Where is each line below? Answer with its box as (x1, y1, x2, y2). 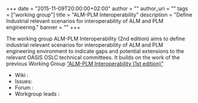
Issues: (14, 78, 33, 85)
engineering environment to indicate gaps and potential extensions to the (6, 48, 184, 55)
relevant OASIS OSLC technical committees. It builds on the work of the (6, 54, 180, 61)
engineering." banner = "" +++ (6, 24, 81, 31)
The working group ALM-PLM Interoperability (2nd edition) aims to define (6, 35, 186, 42)
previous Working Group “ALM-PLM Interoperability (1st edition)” (6, 60, 164, 67)
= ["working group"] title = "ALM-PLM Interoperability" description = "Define (6, 11, 193, 18)
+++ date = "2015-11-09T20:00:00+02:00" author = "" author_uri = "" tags (6, 5, 188, 12)
